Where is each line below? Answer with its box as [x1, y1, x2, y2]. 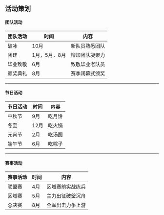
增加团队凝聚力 [70, 51, 105, 58]
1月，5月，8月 [32, 51, 66, 58]
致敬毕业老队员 [70, 61, 105, 68]
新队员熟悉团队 [70, 42, 105, 49]
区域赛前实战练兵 [46, 183, 86, 190]
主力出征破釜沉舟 [46, 192, 86, 199]
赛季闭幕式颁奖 [70, 70, 105, 77]
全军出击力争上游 [46, 202, 86, 208]
